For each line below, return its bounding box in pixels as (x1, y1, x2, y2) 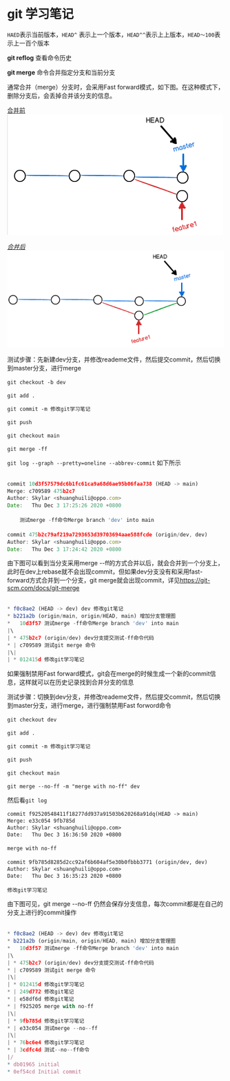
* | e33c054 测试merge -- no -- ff (7, 1025, 98, 1031)
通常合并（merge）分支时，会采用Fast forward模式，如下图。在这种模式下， (7, 83, 224, 91)
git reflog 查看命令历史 (7, 53, 72, 62)
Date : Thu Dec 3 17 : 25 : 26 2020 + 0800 (7, 502, 122, 510)
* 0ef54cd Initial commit (7, 1068, 81, 1075)
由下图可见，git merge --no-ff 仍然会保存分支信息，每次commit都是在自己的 (7, 900, 224, 908)
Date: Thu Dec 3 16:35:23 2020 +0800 (7, 872, 122, 880)
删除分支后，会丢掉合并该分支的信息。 (7, 91, 116, 100)
